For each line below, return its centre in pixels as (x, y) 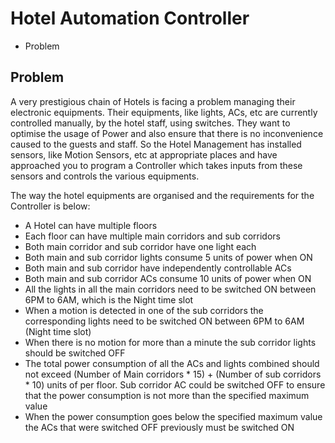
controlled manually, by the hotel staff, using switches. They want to (150, 123)
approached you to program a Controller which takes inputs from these (156, 165)
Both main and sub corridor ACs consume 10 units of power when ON (168, 278)
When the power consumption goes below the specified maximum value (173, 416)
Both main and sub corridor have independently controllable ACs (158, 268)
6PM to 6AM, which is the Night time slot (109, 299)
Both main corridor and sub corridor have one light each (140, 246)
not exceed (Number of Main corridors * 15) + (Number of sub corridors (173, 374)
